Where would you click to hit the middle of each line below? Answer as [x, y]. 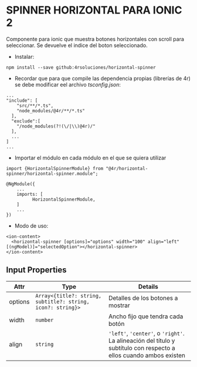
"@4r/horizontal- [127, 168]
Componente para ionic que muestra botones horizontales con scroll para [95, 39]
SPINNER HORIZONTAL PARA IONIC [94, 10]
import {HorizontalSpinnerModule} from [55, 168]
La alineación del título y [142, 341]
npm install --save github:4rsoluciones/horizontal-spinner [81, 67]
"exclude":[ [26, 121]
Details [148, 286]
